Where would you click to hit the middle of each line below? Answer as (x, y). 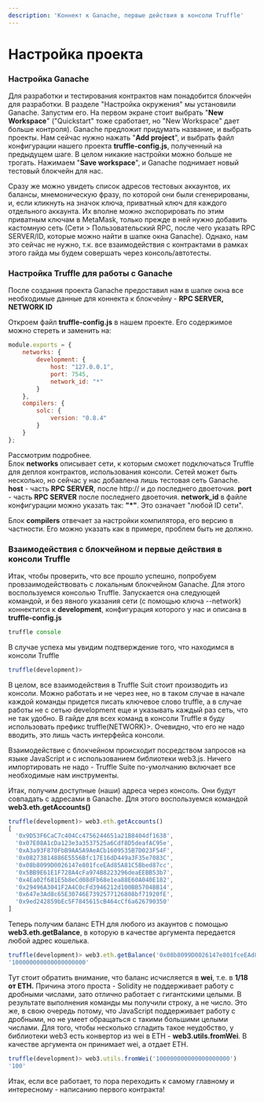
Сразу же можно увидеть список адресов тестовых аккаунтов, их (119, 186)
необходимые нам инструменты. (64, 775)
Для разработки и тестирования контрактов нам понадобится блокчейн (130, 96)
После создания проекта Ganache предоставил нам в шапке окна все (126, 291)
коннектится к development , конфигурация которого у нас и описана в (128, 609)
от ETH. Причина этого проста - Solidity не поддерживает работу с (121, 986)
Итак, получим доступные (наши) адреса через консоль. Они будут (122, 790)
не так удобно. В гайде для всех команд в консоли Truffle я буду (117, 718)
